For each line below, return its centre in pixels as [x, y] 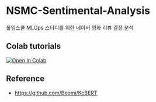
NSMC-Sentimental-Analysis [78, 11]
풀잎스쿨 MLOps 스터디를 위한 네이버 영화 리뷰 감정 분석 [70, 27]
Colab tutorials [34, 46]
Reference [25, 79]
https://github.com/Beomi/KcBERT [56, 93]
